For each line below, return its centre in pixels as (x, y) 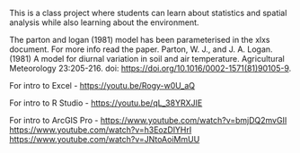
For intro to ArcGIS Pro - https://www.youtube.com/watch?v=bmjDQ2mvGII (148, 120)
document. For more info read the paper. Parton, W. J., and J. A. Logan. (141, 49)
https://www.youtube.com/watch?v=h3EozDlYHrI (101, 130)
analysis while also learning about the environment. (104, 22)
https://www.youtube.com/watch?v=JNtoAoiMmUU (105, 139)
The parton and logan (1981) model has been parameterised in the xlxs (140, 40)
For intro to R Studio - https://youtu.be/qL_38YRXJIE (106, 103)
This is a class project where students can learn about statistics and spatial (148, 13)
